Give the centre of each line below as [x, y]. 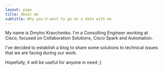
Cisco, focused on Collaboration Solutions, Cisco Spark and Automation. [79, 38]
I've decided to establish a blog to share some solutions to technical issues [82, 48]
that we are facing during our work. [41, 53]
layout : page [19, 10]
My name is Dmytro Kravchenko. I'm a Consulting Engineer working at [77, 33]
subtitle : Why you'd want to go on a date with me [58, 19]
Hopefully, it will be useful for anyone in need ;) [53, 63]
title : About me [22, 14]
